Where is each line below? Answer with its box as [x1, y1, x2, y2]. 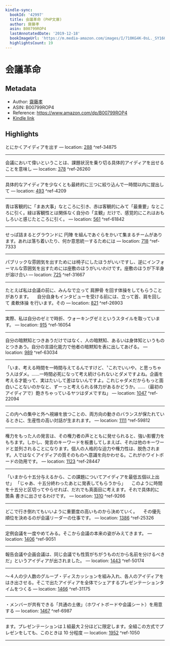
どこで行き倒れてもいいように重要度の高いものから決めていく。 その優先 [5, 508, 161, 514]
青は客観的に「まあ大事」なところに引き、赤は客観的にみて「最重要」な [5, 203, 156, 209]
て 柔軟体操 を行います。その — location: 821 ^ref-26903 [5, 300, 123, 306]
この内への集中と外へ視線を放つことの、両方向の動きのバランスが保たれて [5, 411, 160, 417]
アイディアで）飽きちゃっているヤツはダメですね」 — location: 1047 [5, 390, 147, 396]
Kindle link [12, 115, 34, 121]
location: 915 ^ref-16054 [20, 321, 71, 328]
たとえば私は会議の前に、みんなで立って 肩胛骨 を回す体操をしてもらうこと [5, 287, 162, 293]
